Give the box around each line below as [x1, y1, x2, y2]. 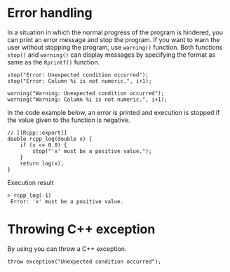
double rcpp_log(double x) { [7, 135, 93, 142]
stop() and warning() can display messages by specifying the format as [7, 50, 216, 59]
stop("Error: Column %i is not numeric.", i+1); [7, 77, 152, 85]
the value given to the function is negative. [7, 116, 130, 124]
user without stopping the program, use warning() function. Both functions [7, 43, 223, 51]
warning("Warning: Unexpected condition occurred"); [7, 90, 165, 97]
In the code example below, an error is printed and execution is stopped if [7, 108, 220, 116]
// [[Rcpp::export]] [7, 129, 68, 136]
